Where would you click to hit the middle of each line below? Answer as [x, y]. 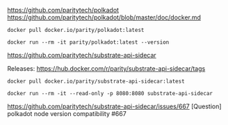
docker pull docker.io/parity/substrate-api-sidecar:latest [96, 81]
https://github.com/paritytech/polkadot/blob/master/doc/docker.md [104, 17]
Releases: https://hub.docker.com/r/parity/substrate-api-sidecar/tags [106, 68]
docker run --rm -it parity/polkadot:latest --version [88, 42]
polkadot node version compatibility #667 [67, 114]
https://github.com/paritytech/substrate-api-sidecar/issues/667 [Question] [114, 106]
